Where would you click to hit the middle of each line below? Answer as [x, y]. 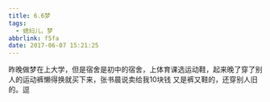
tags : [17, 23]
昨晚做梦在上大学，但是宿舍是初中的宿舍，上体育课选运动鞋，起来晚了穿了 [132, 70]
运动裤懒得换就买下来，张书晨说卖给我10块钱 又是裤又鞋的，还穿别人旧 [140, 80]
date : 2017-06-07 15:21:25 [54, 46]
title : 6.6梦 [29, 16]
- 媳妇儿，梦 [35, 31]
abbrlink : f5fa [34, 38]
